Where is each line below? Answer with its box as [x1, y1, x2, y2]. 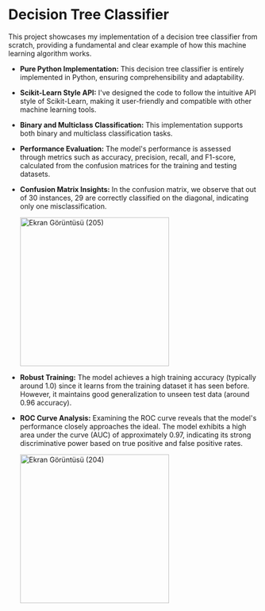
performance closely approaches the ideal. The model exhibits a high [19, 421, 247, 431]
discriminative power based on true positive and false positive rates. [19, 438, 244, 448]
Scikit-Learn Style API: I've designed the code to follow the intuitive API [19, 87, 256, 97]
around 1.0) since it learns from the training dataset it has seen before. [19, 381, 250, 390]
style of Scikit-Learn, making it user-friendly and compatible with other [19, 96, 252, 106]
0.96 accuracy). [19, 398, 72, 407]
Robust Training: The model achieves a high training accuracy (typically [19, 372, 256, 382]
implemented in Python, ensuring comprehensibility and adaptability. [19, 72, 244, 82]
